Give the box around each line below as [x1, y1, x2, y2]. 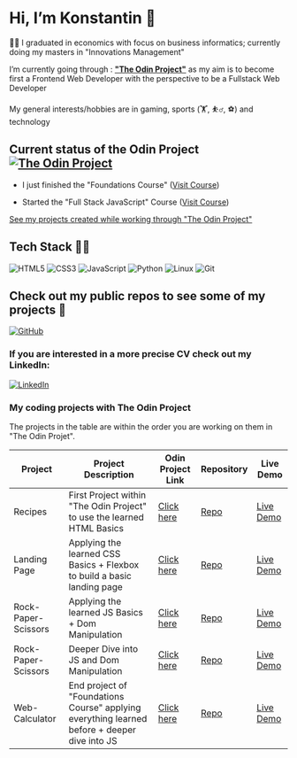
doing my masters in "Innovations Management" [9, 46, 186, 57]
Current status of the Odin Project [9, 142, 200, 158]
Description [83, 468, 134, 481]
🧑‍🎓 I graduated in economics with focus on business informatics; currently [9, 37, 281, 48]
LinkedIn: [9, 359, 50, 371]
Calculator [13, 712, 57, 724]
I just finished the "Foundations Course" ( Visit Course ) [21, 179, 220, 189]
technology [9, 116, 50, 127]
